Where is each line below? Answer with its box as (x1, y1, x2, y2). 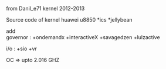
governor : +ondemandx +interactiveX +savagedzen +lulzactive (6, 34, 160, 40)
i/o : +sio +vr (6, 45, 37, 52)
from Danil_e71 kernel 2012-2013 (6, 5, 85, 12)
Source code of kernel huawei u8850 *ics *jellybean (6, 16, 133, 23)
